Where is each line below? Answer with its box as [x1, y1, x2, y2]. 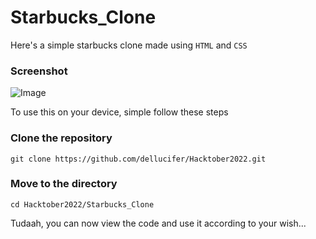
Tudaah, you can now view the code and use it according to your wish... [10, 217, 307, 229]
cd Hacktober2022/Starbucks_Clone [10, 199, 155, 210]
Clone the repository [10, 131, 113, 145]
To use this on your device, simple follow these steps [10, 106, 229, 118]
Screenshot [10, 64, 68, 78]
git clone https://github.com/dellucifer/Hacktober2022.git [10, 154, 267, 164]
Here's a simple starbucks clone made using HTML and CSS [10, 39, 248, 51]
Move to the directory [10, 177, 118, 191]
